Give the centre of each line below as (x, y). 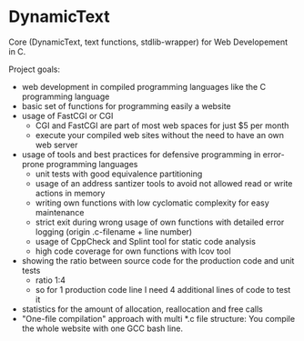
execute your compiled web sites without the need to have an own (159, 135)
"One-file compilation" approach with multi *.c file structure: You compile (158, 318)
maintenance (60, 212)
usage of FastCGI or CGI (67, 115)
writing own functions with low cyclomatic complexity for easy (152, 203)
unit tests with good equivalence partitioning (119, 174)
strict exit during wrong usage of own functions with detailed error (160, 222)
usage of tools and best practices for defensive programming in (141, 154)
